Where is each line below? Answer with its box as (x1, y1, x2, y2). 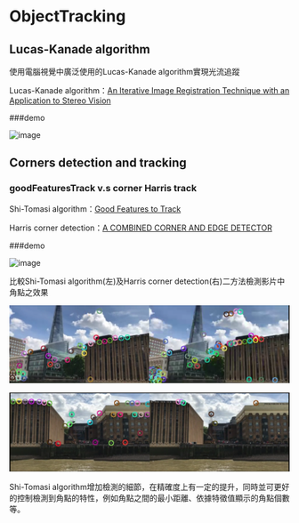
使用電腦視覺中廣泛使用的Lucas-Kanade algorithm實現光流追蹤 (9, 67, 240, 76)
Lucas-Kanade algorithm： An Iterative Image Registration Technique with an (9, 85, 290, 95)
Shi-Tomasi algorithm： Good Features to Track (9, 203, 182, 214)
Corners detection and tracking (9, 156, 187, 171)
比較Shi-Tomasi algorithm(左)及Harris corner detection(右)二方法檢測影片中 (9, 276, 286, 286)
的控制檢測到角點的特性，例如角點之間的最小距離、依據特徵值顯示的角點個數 (9, 493, 290, 503)
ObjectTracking (9, 6, 126, 27)
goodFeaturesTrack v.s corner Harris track (9, 182, 198, 195)
